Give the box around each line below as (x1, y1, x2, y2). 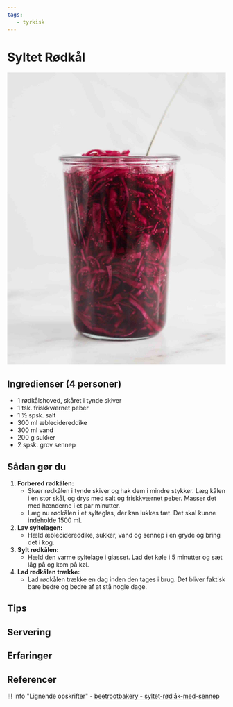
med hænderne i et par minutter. (27, 501, 121, 510)
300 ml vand (17, 426, 54, 434)
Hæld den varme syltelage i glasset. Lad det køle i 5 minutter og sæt (27, 553, 223, 562)
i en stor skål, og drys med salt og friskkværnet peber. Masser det (27, 494, 217, 503)
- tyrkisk (16, 18, 45, 26)
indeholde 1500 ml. (27, 516, 83, 524)
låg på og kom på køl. (27, 560, 89, 569)
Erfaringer (7, 650, 53, 662)
